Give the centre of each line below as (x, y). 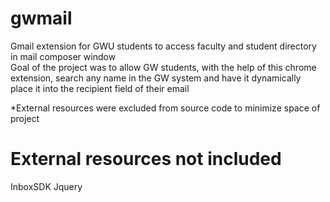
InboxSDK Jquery (46, 186)
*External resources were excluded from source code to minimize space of (165, 108)
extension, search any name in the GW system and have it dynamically (156, 78)
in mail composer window (63, 56)
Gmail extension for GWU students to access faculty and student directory (163, 46)
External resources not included (146, 159)
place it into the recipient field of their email (100, 88)
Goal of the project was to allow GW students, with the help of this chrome (163, 67)
